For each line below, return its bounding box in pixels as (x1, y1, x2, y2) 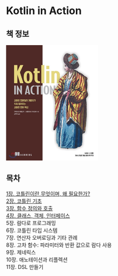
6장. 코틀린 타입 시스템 (6, 227, 58, 234)
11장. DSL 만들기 (6, 263, 44, 270)
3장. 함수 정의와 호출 (6, 205, 53, 212)
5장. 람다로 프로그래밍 (6, 219, 57, 226)
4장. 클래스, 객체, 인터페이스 (6, 212, 70, 219)
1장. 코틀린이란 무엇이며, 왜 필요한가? (6, 190, 91, 197)
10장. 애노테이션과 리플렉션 (6, 256, 68, 263)
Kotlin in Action (6, 4, 82, 18)
